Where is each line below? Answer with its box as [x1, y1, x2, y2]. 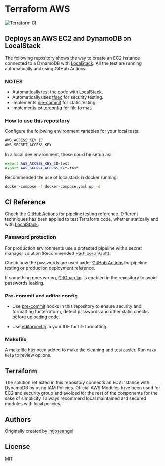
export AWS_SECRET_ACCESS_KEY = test [5, 166, 79, 170]
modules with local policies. [5, 401, 62, 407]
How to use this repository [5, 117, 70, 124]
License [5, 442, 30, 451]
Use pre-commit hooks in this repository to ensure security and [12, 303, 142, 309]
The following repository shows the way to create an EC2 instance [5, 55, 140, 61]
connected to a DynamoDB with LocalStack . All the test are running [5, 60, 142, 66]
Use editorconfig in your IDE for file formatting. [12, 324, 108, 330]
